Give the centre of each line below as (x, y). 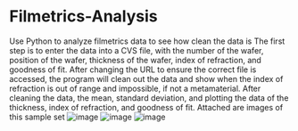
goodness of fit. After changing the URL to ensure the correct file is (133, 70)
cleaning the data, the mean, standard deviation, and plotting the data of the (149, 98)
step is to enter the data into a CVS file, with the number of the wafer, (137, 50)
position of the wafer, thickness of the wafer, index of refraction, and (135, 60)
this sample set (37, 117)
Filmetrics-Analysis (83, 16)
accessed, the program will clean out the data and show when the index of (146, 78)
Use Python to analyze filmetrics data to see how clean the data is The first (147, 41)
